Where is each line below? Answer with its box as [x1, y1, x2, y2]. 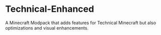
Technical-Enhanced [5, 3, 95, 15]
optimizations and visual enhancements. [5, 25, 89, 31]
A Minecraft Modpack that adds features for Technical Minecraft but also [5, 20, 156, 26]
